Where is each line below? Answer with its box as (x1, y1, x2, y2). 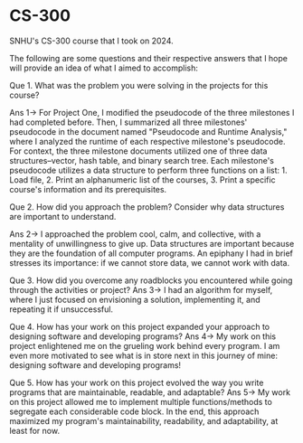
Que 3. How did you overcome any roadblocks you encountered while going (9, 275, 293, 286)
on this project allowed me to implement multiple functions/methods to (9, 396, 273, 407)
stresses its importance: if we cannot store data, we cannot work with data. (9, 257, 290, 268)
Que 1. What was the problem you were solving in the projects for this (9, 80, 269, 90)
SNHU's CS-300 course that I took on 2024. (9, 35, 174, 46)
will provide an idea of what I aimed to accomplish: (9, 62, 199, 73)
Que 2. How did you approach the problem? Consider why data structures (9, 201, 285, 212)
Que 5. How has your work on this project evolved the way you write (9, 377, 264, 388)
